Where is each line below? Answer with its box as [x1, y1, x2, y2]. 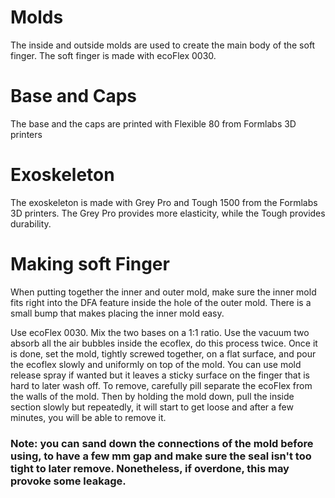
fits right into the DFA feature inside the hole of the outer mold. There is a [10, 296, 312, 308]
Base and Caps [10, 85, 138, 108]
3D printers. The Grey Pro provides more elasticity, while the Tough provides [10, 207, 326, 219]
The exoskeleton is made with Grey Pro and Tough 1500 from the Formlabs [10, 196, 318, 208]
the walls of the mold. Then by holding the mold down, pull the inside [10, 390, 295, 402]
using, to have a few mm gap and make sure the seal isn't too [10, 449, 312, 463]
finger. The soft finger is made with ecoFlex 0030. [10, 49, 217, 61]
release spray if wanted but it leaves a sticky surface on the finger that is [10, 369, 310, 381]
